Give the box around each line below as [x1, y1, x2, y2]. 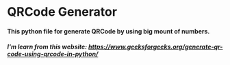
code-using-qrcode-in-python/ [7, 50, 99, 58]
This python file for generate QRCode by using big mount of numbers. [7, 27, 210, 35]
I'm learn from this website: [7, 42, 88, 51]
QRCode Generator [7, 4, 118, 20]
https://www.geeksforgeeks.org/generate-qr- [88, 42, 223, 51]
